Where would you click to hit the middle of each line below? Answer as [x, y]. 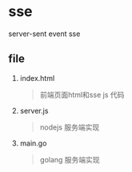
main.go [33, 143]
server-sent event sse [44, 34]
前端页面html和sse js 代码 [82, 94]
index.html [37, 78]
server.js [34, 110]
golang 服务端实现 [70, 159]
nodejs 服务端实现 [70, 127]
